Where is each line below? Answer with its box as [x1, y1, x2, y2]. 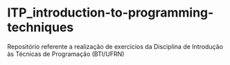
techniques [7, 19, 74, 35]
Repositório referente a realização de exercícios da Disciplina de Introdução [7, 42, 224, 50]
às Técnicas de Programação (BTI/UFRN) [7, 50, 125, 58]
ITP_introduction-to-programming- [7, 5, 214, 21]
